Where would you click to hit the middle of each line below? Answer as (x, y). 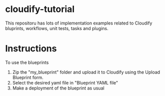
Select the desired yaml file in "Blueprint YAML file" (65, 82)
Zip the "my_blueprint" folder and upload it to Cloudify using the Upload (86, 72)
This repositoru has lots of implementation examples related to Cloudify (79, 23)
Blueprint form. (28, 77)
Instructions (31, 49)
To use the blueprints (27, 62)
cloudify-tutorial (40, 9)
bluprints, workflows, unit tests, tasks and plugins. (57, 28)
